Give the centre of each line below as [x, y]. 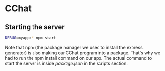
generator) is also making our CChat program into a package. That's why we [83, 53]
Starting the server [35, 27]
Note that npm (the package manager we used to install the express [74, 47]
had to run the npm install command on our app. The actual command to [79, 58]
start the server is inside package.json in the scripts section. [66, 63]
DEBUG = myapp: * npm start [31, 38]
